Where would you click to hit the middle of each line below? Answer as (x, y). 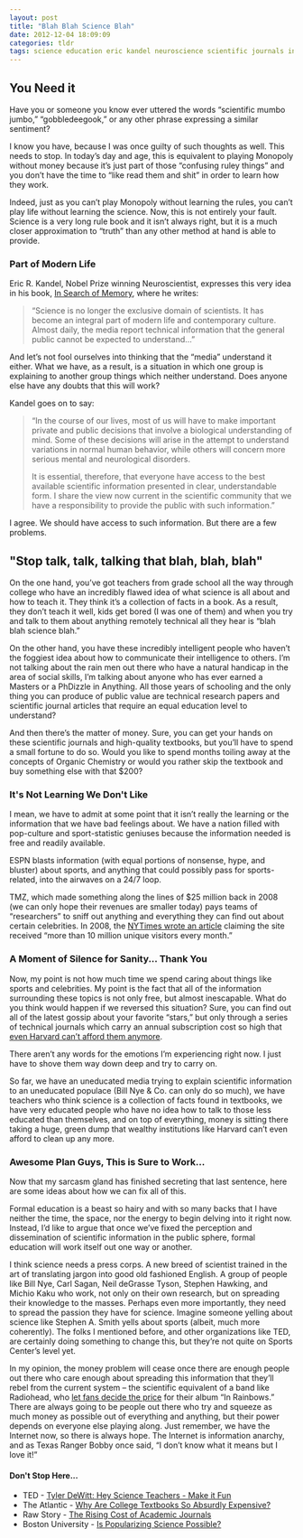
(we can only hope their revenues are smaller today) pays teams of (134, 907)
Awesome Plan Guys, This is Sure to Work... (107, 1161)
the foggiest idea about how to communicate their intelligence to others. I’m (150, 658)
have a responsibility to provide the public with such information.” (153, 506)
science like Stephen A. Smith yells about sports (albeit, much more (135, 1322)
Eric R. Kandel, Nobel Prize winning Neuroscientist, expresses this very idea (150, 284)
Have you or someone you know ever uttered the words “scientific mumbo (147, 109)
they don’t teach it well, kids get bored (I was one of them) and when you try (151, 611)
